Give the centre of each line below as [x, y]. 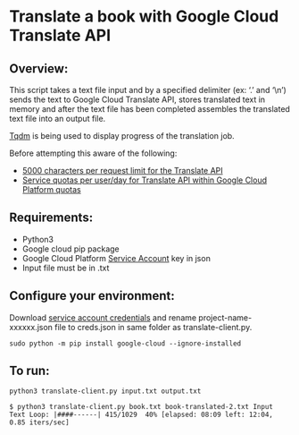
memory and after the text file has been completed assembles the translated [149, 109]
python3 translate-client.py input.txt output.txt [105, 391]
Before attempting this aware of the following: [93, 153]
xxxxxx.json [31, 327]
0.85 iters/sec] [39, 422]
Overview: [39, 68]
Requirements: [51, 218]
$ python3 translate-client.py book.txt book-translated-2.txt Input [141, 407]
